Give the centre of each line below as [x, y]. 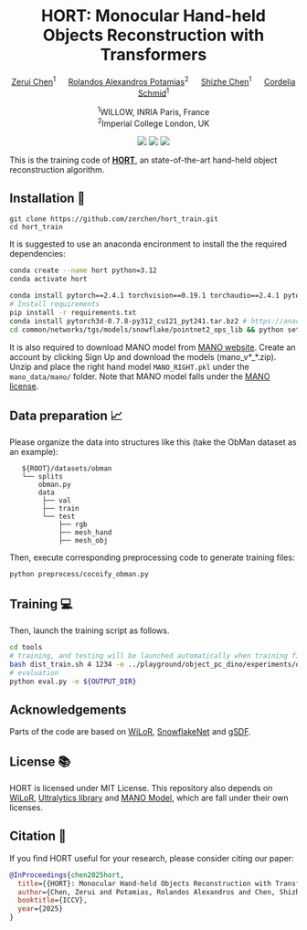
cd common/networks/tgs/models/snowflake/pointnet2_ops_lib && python [147, 330]
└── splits [42, 477]
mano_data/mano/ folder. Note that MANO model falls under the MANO [140, 376]
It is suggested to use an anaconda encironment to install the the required [148, 244]
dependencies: [37, 254]
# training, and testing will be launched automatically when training [148, 655]
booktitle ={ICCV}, [53, 901]
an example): [34, 452]
